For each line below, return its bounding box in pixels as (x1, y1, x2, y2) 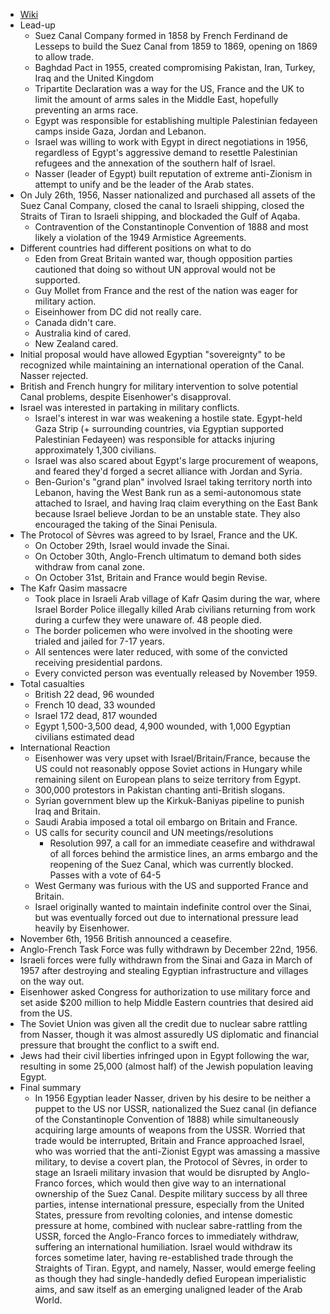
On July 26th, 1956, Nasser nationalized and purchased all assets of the (19, 189, 316, 201)
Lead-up (19, 19, 56, 31)
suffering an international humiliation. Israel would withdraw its (34, 1241, 293, 1253)
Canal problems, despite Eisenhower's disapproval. (19, 391, 232, 403)
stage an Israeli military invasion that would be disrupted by (34, 1167, 280, 1178)
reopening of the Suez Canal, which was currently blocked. (49, 859, 294, 870)
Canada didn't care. (34, 317, 117, 328)
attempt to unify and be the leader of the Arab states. (34, 179, 255, 190)
